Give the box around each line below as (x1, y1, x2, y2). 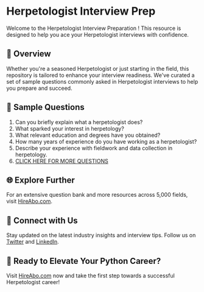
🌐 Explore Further (6, 175, 75, 185)
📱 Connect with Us (6, 215, 78, 225)
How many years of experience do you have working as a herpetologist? (15, 137, 197, 145)
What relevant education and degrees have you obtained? (15, 131, 161, 139)
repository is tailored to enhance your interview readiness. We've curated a (6, 71, 195, 79)
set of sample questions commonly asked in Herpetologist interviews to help (6, 78, 199, 85)
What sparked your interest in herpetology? (15, 125, 125, 132)
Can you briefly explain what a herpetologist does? (15, 118, 143, 126)
